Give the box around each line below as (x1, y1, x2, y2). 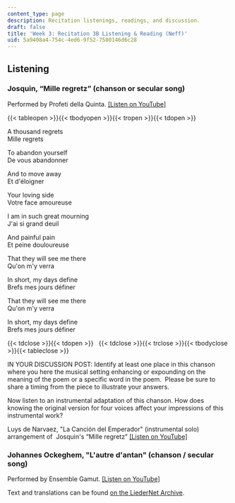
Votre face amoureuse (7, 198, 72, 207)
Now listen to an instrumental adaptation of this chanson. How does (7, 396, 205, 404)
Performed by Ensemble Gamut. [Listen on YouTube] (7, 475, 160, 483)
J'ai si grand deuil (7, 219, 59, 228)
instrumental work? (7, 411, 64, 420)
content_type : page (7, 10, 65, 18)
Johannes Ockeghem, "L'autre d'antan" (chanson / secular (7, 449, 214, 459)
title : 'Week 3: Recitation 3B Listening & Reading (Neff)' (7, 30, 188, 37)
